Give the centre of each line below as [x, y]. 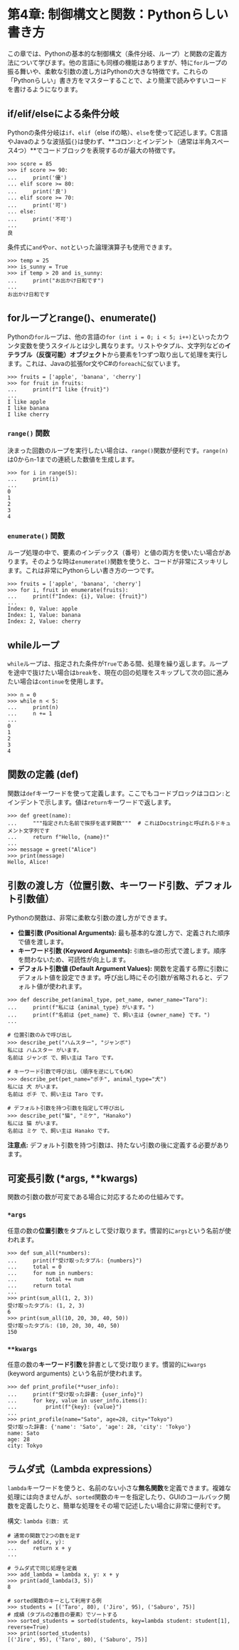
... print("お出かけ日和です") [56, 280]
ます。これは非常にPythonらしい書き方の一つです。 [83, 571]
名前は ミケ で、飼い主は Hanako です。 [60, 1131]
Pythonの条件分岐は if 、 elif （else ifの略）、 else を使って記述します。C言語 [117, 132]
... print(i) [33, 479]
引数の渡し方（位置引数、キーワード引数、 [101, 886]
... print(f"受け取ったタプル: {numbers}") [75, 1261]
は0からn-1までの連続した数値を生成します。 [73, 459]
